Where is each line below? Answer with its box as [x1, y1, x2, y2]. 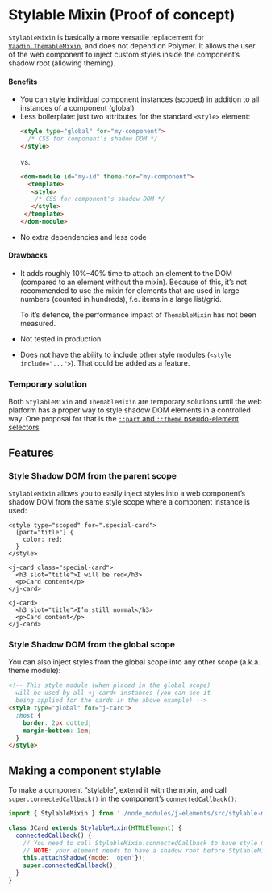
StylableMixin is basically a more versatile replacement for [8, 32, 204, 42]
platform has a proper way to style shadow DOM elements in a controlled [8, 405, 252, 415]
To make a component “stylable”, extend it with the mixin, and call [8, 785, 227, 795]
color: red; [23, 535, 63, 544]
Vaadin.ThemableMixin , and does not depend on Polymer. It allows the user [8, 40, 256, 50]
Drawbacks [8, 250, 48, 260]
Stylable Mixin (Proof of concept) [8, 6, 236, 24]
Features [8, 446, 54, 459]
